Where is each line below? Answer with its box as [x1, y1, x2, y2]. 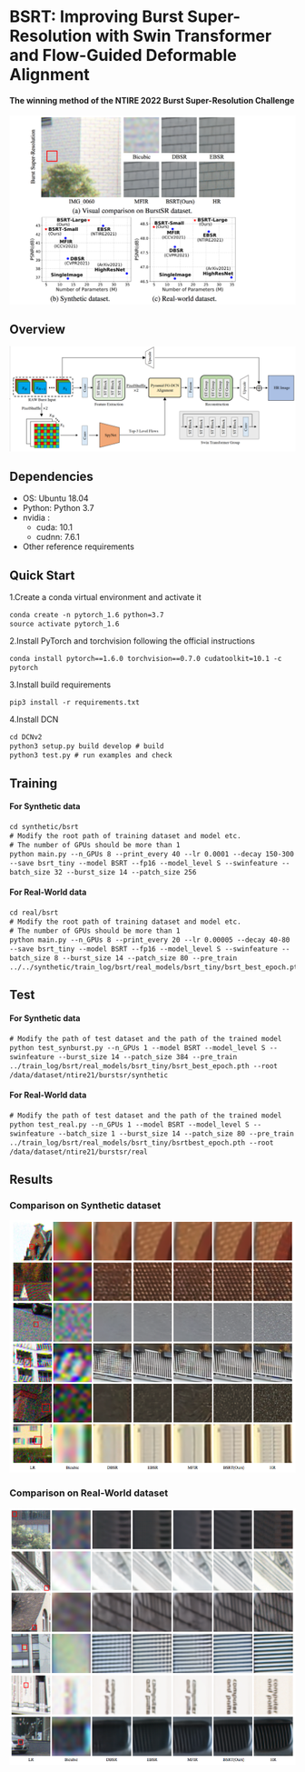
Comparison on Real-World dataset [9, 1487, 169, 1499]
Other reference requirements [22, 541, 134, 552]
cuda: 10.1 [35, 522, 73, 533]
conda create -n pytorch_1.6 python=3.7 [9, 611, 165, 620]
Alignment [9, 65, 91, 85]
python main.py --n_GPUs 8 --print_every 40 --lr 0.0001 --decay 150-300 [9, 849, 295, 858]
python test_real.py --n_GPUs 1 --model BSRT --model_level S [9, 1120, 250, 1129]
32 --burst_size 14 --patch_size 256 [54, 867, 197, 876]
